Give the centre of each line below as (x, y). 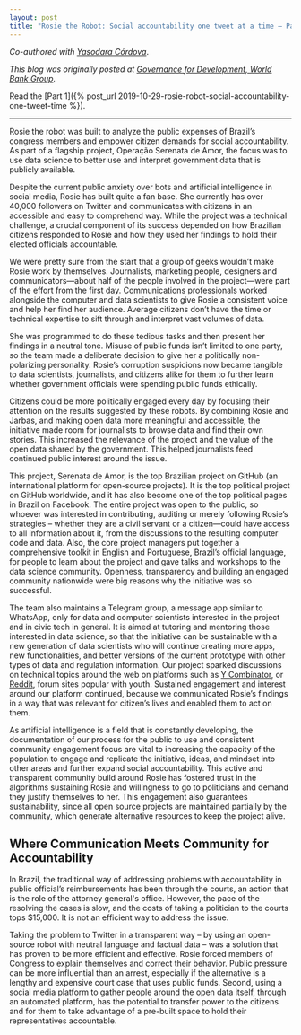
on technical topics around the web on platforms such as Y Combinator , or (146, 674)
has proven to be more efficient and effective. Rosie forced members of (141, 954)
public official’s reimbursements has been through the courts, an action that (149, 889)
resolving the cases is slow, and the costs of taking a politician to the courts (149, 908)
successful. (30, 590)
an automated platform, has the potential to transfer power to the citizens (144, 1002)
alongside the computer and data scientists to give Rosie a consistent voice (149, 299)
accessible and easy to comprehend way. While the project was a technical (148, 215)
